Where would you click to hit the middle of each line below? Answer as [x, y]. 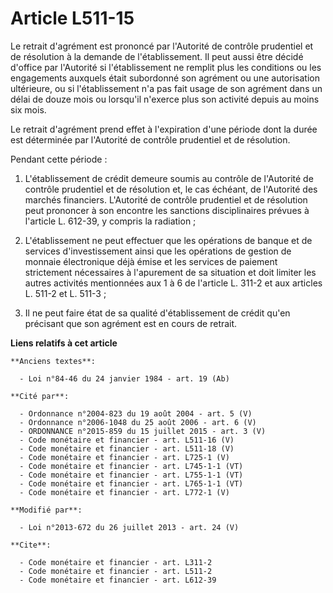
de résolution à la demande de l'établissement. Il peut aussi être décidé [157, 56]
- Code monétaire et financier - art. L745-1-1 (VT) [131, 466]
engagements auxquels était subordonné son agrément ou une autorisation [165, 78]
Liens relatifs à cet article [64, 343]
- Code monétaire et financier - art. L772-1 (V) [124, 492]
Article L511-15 [72, 18]
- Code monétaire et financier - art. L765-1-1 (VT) [131, 483]
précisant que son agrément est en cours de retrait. [131, 323]
